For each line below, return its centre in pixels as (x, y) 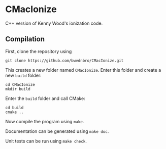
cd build (14, 108)
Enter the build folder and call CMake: (45, 98)
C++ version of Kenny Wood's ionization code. (54, 23)
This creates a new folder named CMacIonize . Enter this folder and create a (83, 70)
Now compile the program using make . (45, 121)
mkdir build (18, 89)
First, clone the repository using (39, 51)
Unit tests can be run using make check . (46, 141)
